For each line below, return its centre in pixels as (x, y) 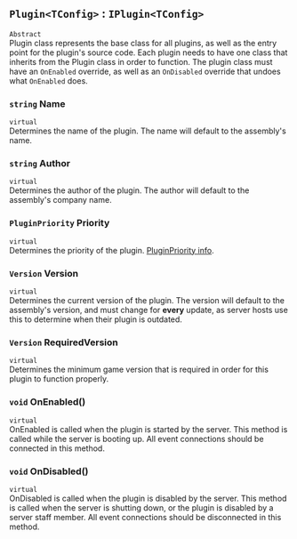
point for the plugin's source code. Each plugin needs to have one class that (148, 52)
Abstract (25, 34)
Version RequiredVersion (64, 342)
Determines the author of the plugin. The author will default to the (129, 190)
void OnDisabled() (49, 471)
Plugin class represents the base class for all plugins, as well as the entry (143, 43)
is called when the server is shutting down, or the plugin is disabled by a (141, 507)
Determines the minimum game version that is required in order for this (139, 370)
